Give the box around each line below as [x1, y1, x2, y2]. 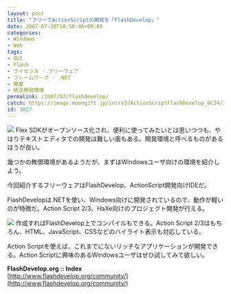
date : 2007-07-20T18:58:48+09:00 [7, 23, 103, 30]
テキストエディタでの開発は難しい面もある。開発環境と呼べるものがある [19, 134, 223, 143]
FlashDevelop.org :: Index [7, 264, 82, 273]
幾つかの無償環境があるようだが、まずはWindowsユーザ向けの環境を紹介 [7, 158, 214, 166]
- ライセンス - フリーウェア [7, 67, 79, 74]
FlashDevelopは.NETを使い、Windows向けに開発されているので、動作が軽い [7, 196, 224, 204]
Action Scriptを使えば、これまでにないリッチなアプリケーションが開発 [7, 242, 206, 250]
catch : [7, 100, 26, 107]
